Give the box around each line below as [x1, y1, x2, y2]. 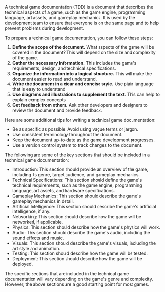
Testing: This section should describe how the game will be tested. [12, 250, 148, 256]
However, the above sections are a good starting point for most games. [5, 281, 149, 287]
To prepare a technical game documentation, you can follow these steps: [5, 35, 153, 41]
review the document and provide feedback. [12, 107, 102, 113]
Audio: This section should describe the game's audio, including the [12, 230, 150, 235]
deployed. [12, 261, 33, 267]
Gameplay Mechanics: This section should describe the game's [12, 193, 141, 199]
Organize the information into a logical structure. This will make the [12, 71, 152, 76]
